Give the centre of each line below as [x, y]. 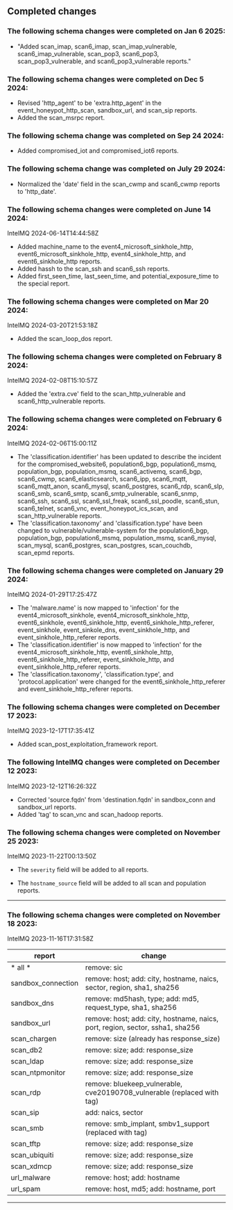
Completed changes [52, 11]
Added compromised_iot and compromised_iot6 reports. [98, 151]
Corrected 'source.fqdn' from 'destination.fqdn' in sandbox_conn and [116, 799]
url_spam [26, 1189]
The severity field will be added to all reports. [83, 869]
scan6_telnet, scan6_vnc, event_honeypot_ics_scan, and [97, 508]
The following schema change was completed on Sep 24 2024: [115, 135]
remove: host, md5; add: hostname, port [151, 1189]
